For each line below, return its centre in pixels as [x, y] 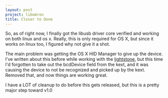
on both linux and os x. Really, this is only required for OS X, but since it [79, 39]
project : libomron [24, 15]
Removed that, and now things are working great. [57, 75]
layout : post [19, 10]
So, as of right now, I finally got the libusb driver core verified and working [82, 34]
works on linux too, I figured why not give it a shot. [58, 44]
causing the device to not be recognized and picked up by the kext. [75, 70]
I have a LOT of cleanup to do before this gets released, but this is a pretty [82, 85]
